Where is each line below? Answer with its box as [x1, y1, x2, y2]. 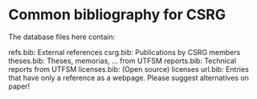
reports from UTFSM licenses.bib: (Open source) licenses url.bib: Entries [8, 64, 249, 73]
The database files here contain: [8, 32, 116, 42]
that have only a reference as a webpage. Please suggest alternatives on [8, 73, 249, 82]
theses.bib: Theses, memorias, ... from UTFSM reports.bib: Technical [8, 56, 237, 65]
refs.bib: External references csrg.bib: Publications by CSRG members [8, 47, 241, 57]
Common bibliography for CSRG [8, 6, 226, 24]
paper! [8, 81, 31, 91]
